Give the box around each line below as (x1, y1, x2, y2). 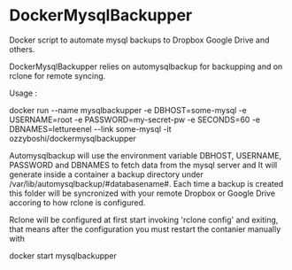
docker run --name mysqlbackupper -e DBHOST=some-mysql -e (9, 104, 248, 115)
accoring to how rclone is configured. (9, 197, 146, 208)
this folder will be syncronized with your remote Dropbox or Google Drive (9, 188, 276, 198)
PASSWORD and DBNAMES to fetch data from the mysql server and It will (9, 159, 278, 170)
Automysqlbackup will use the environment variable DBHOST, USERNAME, (9, 150, 282, 160)
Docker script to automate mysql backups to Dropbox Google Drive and (9, 35, 270, 45)
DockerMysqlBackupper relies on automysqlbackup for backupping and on (9, 61, 283, 72)
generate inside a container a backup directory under (9, 169, 204, 180)
